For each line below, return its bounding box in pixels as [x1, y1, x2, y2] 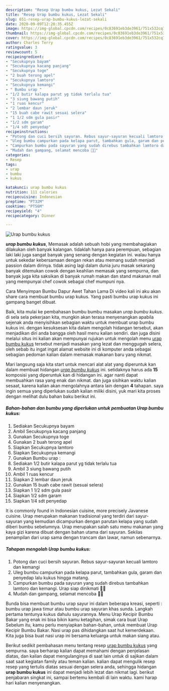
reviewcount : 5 [6, 49, 38, 54]
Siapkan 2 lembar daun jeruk [13, 476, 73, 482]
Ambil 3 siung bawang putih [13, 466, 71, 472]
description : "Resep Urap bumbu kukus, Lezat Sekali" [6, 7, 121, 13]
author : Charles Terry [6, 40, 53, 45]
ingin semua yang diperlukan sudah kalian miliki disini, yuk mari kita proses [6, 388, 161, 394]
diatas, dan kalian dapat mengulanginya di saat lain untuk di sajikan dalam [6, 653, 158, 659]
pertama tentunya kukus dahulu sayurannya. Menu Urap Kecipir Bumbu [6, 611, 153, 617]
